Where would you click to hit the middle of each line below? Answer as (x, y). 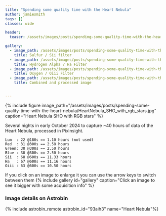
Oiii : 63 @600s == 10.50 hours (38, 166)
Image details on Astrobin (37, 198)
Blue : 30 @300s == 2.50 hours (37, 153)
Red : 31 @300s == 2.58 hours (37, 144)
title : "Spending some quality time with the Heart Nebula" (68, 10)
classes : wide (20, 23)
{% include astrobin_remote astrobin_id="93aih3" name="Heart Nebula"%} (82, 209)
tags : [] (14, 19)
